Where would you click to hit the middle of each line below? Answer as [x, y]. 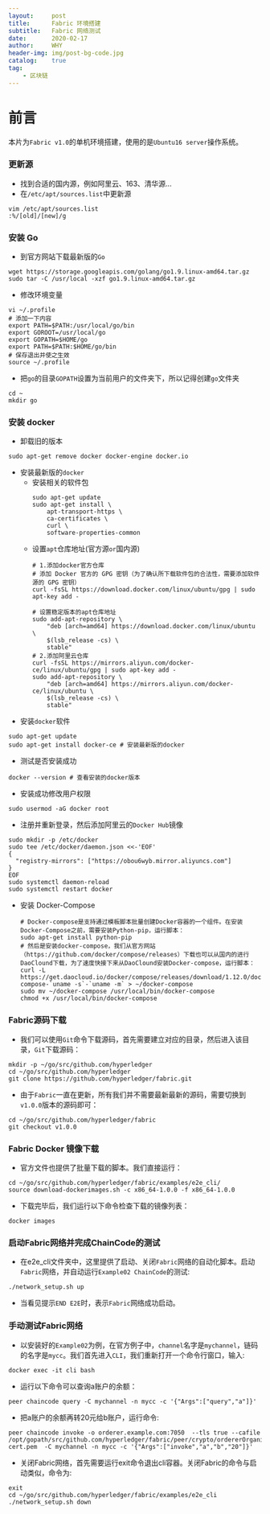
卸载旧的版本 [41, 441]
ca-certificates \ [78, 519]
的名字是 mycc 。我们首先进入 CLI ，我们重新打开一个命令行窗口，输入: [132, 1355]
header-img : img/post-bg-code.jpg [66, 53]
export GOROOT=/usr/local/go [57, 333]
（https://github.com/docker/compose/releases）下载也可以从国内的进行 [135, 955]
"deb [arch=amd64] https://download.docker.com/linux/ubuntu [151, 627]
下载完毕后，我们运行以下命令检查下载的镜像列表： [104, 1206]
